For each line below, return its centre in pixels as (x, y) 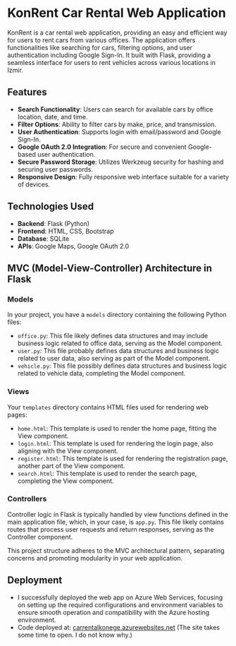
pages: (17, 414)
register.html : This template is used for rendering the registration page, (123, 458)
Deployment (35, 580)
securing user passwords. (55, 169)
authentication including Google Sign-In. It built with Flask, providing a (109, 55)
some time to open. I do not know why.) (75, 635)
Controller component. (40, 537)
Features (27, 92)
